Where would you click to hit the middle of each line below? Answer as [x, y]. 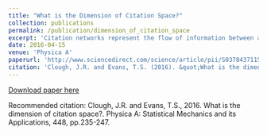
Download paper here [44, 90]
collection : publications [51, 23]
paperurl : [25, 60]
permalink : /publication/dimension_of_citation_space [99, 30]
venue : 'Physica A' [41, 52]
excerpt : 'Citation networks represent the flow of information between [131, 38]
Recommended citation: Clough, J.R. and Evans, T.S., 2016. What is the [124, 105]
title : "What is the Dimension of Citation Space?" [95, 15]
